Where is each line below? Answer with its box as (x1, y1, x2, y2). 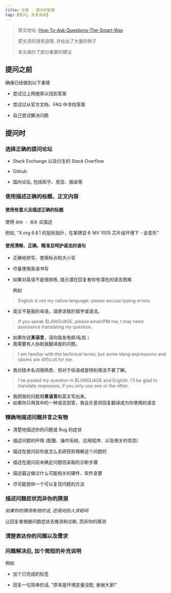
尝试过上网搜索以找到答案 (12, 91, 67, 97)
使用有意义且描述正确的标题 (5, 206, 64, 213)
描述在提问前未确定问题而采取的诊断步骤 (12, 459, 98, 465)
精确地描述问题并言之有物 (5, 414, 68, 421)
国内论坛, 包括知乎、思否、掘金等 (12, 179, 83, 185)
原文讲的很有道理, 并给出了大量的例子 (17, 38, 97, 44)
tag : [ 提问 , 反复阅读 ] (5, 12, 49, 17)
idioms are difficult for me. (17, 356, 74, 363)
